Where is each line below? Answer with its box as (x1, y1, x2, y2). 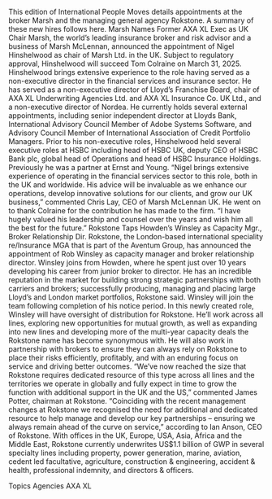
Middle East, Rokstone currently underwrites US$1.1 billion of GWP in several (8, 440, 265, 449)
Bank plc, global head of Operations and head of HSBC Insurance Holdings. (8, 154, 261, 164)
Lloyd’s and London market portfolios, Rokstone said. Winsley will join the (8, 292, 254, 302)
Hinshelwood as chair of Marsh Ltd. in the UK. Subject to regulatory (8, 50, 234, 59)
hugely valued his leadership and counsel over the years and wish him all (8, 215, 253, 224)
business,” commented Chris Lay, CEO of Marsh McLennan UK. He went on (8, 197, 261, 207)
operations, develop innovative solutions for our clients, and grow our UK (8, 189, 253, 198)
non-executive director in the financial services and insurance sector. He (8, 77, 252, 85)
